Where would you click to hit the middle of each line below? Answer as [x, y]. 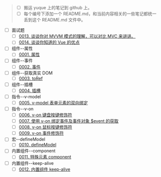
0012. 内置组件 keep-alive [45, 169]
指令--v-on [23, 108]
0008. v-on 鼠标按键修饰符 [45, 127]
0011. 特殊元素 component [45, 157]
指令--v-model [26, 96]
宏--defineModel [28, 139]
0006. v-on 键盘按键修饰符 [45, 115]
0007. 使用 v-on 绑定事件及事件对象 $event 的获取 [69, 121]
